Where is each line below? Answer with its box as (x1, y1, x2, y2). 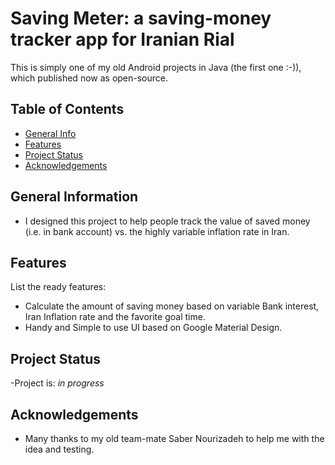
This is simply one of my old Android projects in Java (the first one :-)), (10, 61, 302, 73)
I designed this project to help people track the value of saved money (24, 215, 311, 227)
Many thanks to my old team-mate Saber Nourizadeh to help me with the (24, 433, 325, 444)
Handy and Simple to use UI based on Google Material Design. (24, 322, 283, 334)
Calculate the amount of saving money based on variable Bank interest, (24, 300, 320, 312)
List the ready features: (10, 281, 107, 293)
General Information (10, 188, 139, 206)
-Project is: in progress (10, 377, 105, 389)
